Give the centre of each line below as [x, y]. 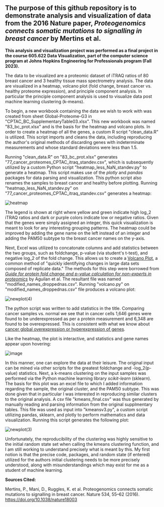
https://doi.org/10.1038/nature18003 [41, 499]
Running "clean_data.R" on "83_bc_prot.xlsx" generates [61, 157]
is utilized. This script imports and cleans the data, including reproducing [79, 137]
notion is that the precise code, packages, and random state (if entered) [78, 454]
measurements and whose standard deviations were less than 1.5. [71, 147]
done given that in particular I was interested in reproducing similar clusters [81, 394]
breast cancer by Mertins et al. [53, 39]
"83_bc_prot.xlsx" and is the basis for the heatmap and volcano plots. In [78, 126]
